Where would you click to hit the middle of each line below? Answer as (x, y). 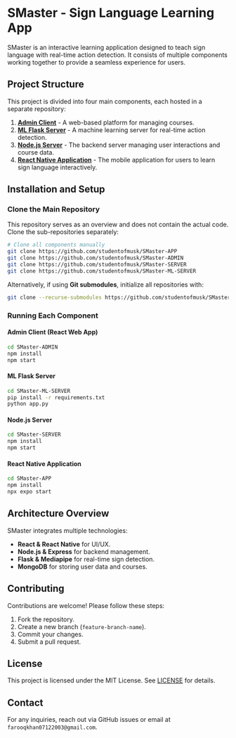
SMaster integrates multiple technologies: (67, 530)
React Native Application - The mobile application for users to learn (116, 160)
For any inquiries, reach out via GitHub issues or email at (89, 720)
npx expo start (29, 492)
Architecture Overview (58, 513)
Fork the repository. (46, 619)
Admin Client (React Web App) (53, 332)
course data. (36, 152)
